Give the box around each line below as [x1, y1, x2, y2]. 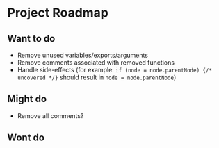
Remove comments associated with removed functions [17, 58, 175, 67]
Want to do [7, 33, 56, 44]
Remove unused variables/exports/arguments [17, 51, 148, 59]
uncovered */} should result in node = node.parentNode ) [17, 73, 177, 81]
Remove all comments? [17, 111, 84, 120]
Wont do [7, 132, 45, 144]
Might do [7, 93, 47, 105]
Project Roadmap [7, 5, 109, 21]
